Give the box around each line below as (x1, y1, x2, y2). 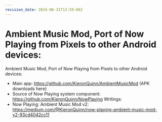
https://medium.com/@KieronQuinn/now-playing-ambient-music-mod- (12, 106, 157, 112)
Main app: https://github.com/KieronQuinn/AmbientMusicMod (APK (12, 80, 150, 86)
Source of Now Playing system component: (12, 91, 101, 96)
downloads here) (12, 86, 47, 91)
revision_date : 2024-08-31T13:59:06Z (5, 7, 83, 12)
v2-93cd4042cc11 (12, 112, 49, 118)
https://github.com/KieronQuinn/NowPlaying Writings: (12, 96, 122, 102)
